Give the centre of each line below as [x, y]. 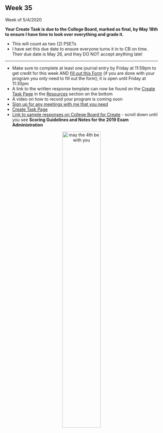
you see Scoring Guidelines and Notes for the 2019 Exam [70, 120]
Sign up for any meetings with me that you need [60, 104]
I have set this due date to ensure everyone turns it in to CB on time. [80, 49]
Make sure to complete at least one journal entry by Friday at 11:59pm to [84, 68]
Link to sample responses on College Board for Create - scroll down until [85, 114]
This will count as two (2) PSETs [44, 44]
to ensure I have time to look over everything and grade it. [64, 34]
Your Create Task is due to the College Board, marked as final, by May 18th [81, 29]
